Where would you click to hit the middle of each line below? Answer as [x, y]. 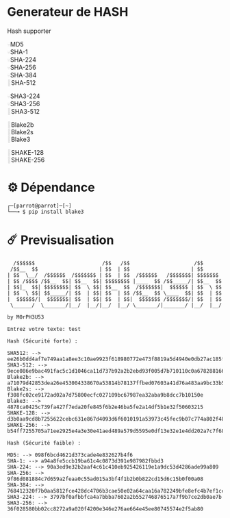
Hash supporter [29, 31]
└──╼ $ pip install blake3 [46, 212]
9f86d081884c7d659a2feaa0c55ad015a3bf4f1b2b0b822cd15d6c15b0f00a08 [105, 479]
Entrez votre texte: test [44, 329]
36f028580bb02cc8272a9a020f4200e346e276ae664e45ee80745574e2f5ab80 [105, 509]
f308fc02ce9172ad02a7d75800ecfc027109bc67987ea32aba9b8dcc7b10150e [105, 395]
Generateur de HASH [68, 12]
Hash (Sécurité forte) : [42, 341]
